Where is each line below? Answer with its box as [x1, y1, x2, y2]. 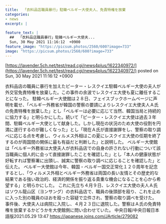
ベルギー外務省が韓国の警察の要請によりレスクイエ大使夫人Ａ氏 [29, 102, 159, 108]
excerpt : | [5, 21, 28, 26]
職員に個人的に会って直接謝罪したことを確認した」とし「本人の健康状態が [9, 151, 161, 157]
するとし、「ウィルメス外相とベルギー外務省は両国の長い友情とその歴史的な [5, 169, 159, 176]
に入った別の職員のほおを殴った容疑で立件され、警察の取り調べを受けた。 [5, 194, 157, 201]
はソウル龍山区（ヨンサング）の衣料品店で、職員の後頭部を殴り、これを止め [5, 188, 161, 194]
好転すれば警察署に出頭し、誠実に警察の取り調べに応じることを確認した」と [5, 157, 161, 164]
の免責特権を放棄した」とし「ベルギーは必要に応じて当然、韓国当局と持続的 [5, 108, 161, 114]
